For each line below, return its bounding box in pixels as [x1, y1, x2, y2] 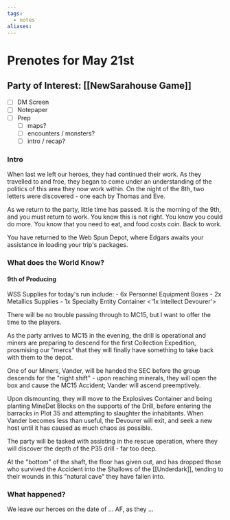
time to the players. [7, 318, 62, 327]
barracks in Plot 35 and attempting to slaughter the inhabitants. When [7, 409, 204, 418]
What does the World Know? [7, 257, 105, 267]
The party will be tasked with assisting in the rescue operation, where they [7, 437, 218, 446]
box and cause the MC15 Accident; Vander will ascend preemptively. [7, 381, 201, 389]
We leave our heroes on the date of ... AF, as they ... [7, 505, 154, 513]
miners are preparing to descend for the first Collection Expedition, [7, 338, 197, 347]
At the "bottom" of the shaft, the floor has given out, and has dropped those [7, 458, 222, 466]
